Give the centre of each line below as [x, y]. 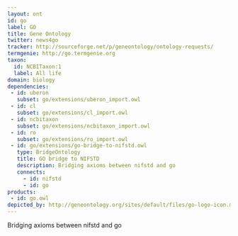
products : [22, 192]
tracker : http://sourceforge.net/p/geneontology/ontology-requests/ [110, 47]
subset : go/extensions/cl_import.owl [73, 113]
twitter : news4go [33, 40]
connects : [31, 172]
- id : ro [23, 133]
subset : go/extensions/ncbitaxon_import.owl [84, 126]
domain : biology [31, 80]
